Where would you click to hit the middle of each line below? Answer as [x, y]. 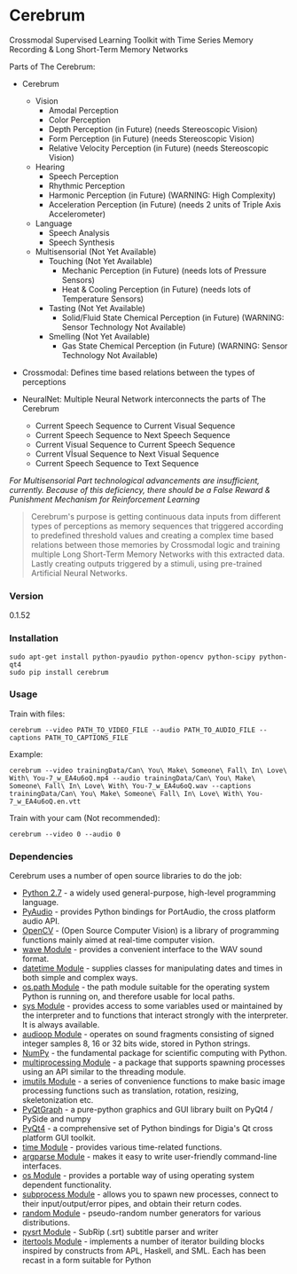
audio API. [41, 921]
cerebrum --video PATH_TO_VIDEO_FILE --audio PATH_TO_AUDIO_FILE [132, 730]
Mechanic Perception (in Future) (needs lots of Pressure [164, 270]
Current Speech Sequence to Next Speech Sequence [133, 434]
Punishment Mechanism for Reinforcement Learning [105, 499]
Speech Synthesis [82, 242]
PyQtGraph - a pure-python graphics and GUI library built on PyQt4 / [147, 1110]
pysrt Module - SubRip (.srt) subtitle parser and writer [120, 1232]
